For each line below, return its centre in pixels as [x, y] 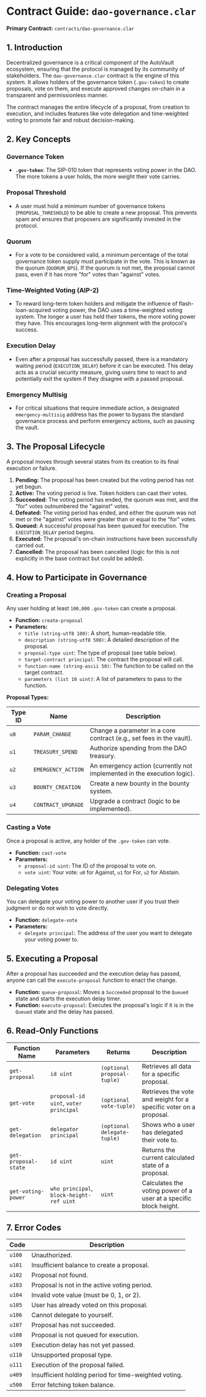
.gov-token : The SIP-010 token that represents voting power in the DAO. [106, 170]
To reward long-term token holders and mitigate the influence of [96, 304]
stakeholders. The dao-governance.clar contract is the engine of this [93, 76]
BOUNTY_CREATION [57, 788]
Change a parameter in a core [133, 731]
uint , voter [66, 1103]
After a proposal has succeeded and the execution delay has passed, [94, 973]
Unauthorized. [52, 1255]
